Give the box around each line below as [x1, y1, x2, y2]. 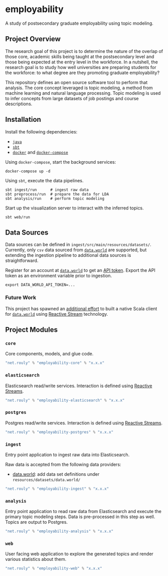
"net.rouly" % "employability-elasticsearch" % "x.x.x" [5, 398, 125, 403]
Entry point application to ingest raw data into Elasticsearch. [5, 452, 130, 458]
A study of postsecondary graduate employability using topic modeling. [5, 20, 153, 26]
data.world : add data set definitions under [12, 471, 100, 477]
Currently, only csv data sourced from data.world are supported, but [5, 247, 147, 253]
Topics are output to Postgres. [5, 519, 68, 525]
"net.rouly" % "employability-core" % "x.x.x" [5, 361, 105, 366]
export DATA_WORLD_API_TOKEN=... [5, 282, 75, 287]
